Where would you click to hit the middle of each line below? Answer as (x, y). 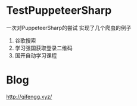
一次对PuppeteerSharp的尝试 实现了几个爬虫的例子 (69, 28)
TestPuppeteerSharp (59, 10)
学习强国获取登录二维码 (43, 48)
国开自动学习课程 (36, 55)
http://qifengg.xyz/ (29, 96)
